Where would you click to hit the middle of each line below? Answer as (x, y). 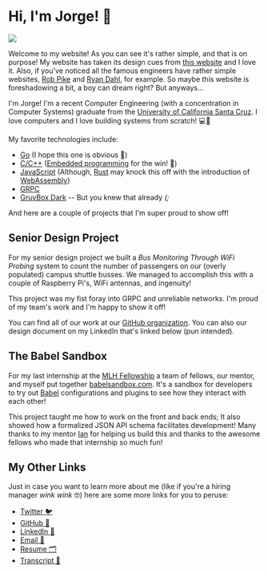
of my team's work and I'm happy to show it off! (87, 307)
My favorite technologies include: (63, 139)
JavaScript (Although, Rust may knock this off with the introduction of (135, 171)
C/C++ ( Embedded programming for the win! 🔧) (98, 163)
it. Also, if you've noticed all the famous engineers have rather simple (122, 71)
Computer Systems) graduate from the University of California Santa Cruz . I (133, 111)
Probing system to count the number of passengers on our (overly (117, 266)
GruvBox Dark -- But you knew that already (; (94, 197)
